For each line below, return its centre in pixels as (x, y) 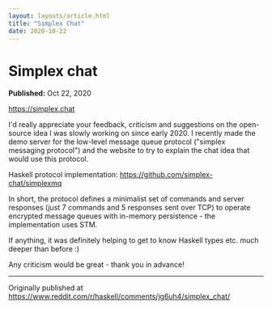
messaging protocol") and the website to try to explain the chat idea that (129, 150)
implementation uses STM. (53, 225)
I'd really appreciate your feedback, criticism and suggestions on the (123, 125)
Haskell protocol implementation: (64, 175)
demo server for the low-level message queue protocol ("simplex (117, 142)
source (20, 133)
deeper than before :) (44, 249)
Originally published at (46, 288)
